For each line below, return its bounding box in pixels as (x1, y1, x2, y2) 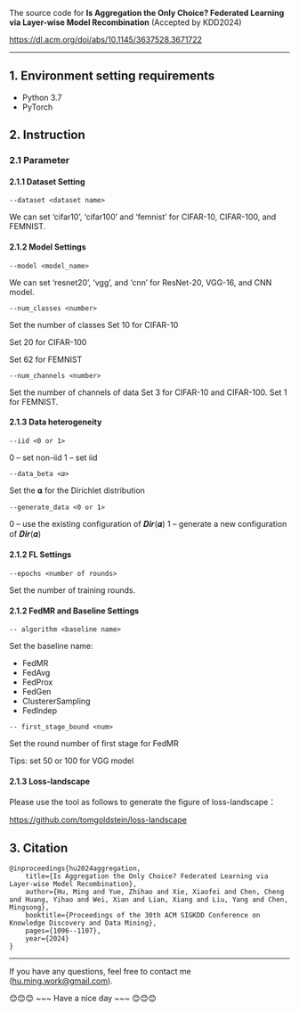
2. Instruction (9, 128, 86, 143)
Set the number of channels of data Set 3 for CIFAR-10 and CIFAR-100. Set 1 (9, 387, 287, 398)
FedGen (21, 687, 52, 697)
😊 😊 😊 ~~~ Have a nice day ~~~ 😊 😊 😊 (9, 993, 158, 1004)
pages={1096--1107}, (25, 926, 101, 935)
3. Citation (9, 840, 69, 855)
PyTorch (21, 102, 53, 112)
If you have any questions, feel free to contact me (9, 967, 191, 977)
